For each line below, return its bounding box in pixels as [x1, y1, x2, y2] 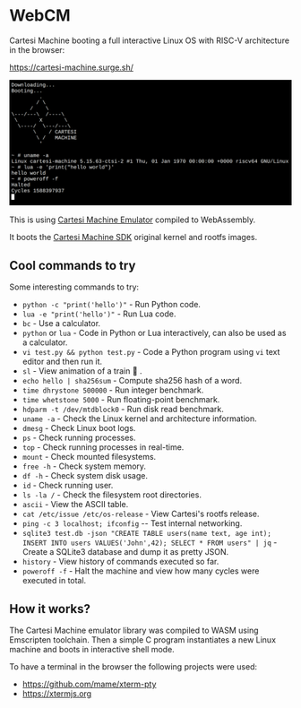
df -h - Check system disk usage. [21, 471, 148, 481]
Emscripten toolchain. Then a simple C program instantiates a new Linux [9, 635, 276, 645]
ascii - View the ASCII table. [21, 499, 129, 510]
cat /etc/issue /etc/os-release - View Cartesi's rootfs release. [21, 508, 260, 520]
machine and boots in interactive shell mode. [9, 644, 175, 654]
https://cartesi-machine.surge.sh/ [9, 62, 134, 73]
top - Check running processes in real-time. [21, 442, 185, 453]
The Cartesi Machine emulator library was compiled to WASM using [9, 625, 259, 635]
